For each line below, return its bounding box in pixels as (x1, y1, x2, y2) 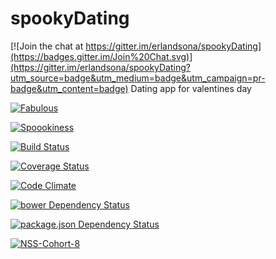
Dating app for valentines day (130, 82, 252, 94)
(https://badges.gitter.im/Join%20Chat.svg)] (10, 50, 193, 62)
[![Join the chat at (10, 40, 84, 52)
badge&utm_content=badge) (10, 82, 129, 94)
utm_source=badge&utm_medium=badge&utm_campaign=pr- (10, 72, 266, 84)
